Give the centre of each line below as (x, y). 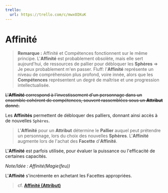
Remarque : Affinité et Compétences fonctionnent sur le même (82, 53)
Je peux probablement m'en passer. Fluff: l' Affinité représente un (86, 69)
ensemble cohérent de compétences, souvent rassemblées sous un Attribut (84, 101)
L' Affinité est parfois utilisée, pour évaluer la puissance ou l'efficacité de (80, 151)
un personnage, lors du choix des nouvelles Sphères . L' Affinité (83, 136)
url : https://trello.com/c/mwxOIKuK (48, 15)
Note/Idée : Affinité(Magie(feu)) (38, 166)
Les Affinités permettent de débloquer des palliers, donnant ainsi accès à (81, 116)
